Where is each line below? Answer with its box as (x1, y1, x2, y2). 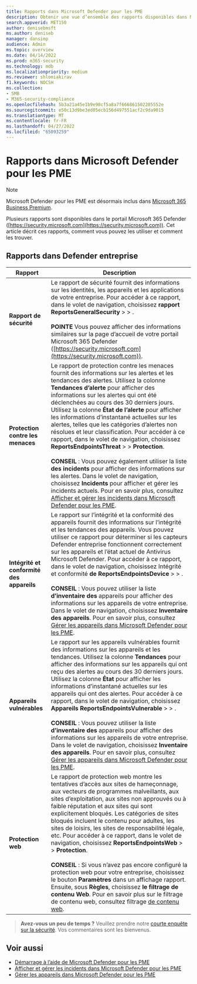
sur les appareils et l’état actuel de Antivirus (50, 548, 171, 556)
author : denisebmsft (6, 25, 57, 31)
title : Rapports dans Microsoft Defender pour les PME (6, 8, 143, 15)
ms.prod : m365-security (6, 58, 64, 64)
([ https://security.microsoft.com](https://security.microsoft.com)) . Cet (6, 221, 175, 228)
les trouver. (6, 234, 33, 241)
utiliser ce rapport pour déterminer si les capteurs (50, 533, 188, 541)
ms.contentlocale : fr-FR (6, 118, 67, 124)
